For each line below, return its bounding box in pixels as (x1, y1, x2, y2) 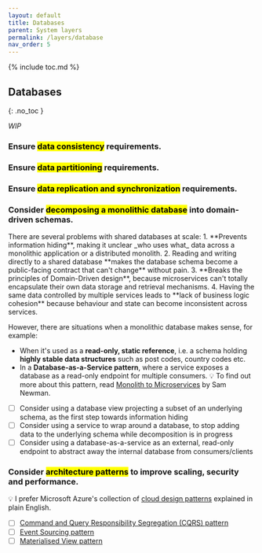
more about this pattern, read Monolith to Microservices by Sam (19, 380, 227, 389)
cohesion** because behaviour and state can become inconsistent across (8, 299, 248, 308)
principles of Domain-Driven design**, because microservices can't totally (8, 274, 249, 283)
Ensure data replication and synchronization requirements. (8, 182, 238, 194)
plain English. (8, 503, 52, 512)
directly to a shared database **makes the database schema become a (8, 257, 238, 266)
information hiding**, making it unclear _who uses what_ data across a (8, 241, 235, 249)
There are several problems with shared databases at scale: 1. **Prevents (8, 232, 247, 241)
